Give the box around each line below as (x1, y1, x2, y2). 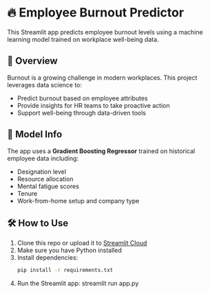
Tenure (17, 189, 38, 197)
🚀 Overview (7, 55, 58, 67)
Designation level (17, 167, 67, 176)
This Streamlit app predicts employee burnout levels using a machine (7, 27, 203, 36)
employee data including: (7, 154, 79, 162)
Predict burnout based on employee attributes (17, 94, 148, 102)
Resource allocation (17, 174, 74, 183)
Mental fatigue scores (17, 182, 79, 190)
